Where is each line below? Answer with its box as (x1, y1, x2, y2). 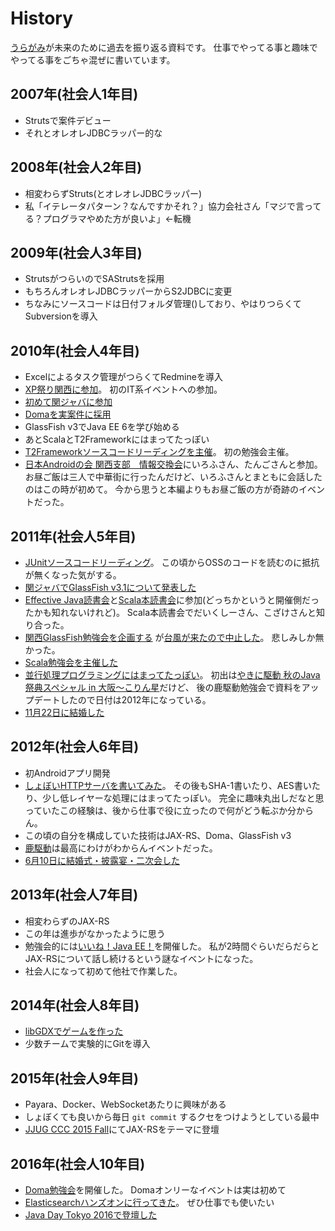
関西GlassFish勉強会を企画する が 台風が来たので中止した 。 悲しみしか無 (24, 632, 325, 643)
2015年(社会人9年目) (10, 1070, 139, 1087)
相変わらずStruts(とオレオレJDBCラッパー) (24, 187, 203, 199)
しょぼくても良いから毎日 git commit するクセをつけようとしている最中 (24, 1111, 320, 1123)
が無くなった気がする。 (24, 569, 122, 581)
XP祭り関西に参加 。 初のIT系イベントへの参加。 (24, 383, 223, 396)
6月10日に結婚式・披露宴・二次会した (24, 854, 181, 866)
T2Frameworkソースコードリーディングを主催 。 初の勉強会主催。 (24, 446, 295, 458)
